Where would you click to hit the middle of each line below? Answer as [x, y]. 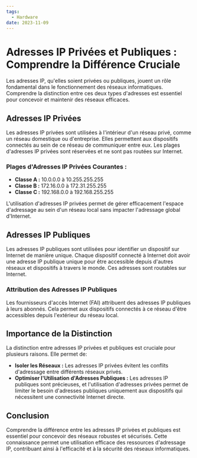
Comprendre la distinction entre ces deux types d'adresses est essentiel [94, 93]
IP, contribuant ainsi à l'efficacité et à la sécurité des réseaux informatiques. [98, 449]
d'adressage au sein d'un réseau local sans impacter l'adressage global [93, 210]
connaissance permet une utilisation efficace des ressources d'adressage [96, 443]
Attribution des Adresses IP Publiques [62, 289]
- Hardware [25, 17]
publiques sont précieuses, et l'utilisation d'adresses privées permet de [101, 385]
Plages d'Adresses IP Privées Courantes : [66, 167]
